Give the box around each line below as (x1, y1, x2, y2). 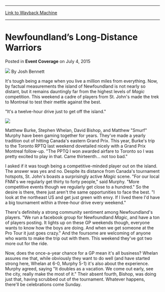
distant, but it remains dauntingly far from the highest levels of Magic (5, 88, 145, 94)
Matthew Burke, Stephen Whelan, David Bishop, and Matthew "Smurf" (5, 127, 147, 133)
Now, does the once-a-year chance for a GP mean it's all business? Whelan (5, 250, 158, 256)
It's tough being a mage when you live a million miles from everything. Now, (5, 78, 158, 84)
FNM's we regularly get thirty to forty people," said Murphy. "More (5, 178, 139, 185)
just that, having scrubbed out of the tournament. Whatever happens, (5, 276, 145, 282)
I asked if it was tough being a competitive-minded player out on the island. (5, 163, 158, 169)
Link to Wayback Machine (5, 10, 57, 15)
